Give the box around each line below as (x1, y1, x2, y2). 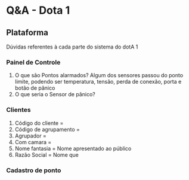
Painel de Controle (6, 58, 61, 66)
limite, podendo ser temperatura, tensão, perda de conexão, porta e (14, 78, 182, 86)
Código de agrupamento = (14, 126, 80, 133)
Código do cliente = (14, 119, 64, 126)
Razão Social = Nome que (14, 151, 79, 158)
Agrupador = (14, 132, 47, 139)
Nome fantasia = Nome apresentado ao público (14, 145, 132, 152)
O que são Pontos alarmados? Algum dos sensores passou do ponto (14, 72, 184, 79)
